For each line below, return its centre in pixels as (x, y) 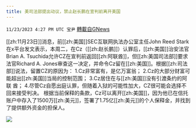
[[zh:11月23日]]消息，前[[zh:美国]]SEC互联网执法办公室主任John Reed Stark (98, 41)
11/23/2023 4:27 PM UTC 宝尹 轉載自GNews (58, 29)
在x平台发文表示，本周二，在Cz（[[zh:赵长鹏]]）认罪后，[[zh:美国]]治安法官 (98, 49)
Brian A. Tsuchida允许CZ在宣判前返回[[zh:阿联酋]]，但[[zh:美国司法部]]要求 (97, 56)
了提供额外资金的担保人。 (37, 107)
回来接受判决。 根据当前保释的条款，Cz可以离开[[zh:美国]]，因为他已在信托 (97, 93)
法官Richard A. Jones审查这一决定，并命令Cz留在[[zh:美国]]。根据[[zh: (92, 63)
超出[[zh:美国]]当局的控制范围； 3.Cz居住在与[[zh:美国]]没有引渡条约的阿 (99, 78)
